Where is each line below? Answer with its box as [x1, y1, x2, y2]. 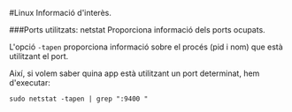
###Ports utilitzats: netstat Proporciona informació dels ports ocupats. [9, 25, 265, 34]
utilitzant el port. [9, 51, 69, 61]
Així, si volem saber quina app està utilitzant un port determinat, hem [9, 68, 260, 78]
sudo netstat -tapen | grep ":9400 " [9, 94, 149, 103]
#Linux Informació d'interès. [9, 8, 112, 18]
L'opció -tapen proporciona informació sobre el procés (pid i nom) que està [9, 41, 283, 52]
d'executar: [9, 78, 50, 87]
